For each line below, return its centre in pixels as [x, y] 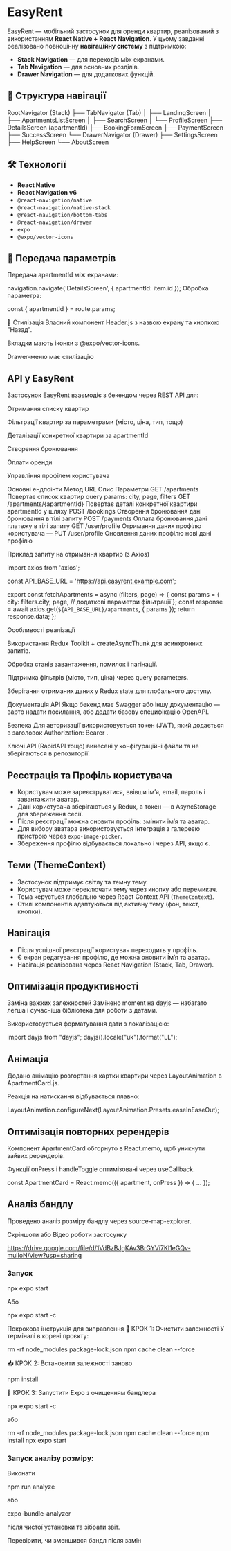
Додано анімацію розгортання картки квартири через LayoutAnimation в [115, 1076]
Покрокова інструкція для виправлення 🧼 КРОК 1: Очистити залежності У [116, 1329]
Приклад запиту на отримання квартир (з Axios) [78, 554]
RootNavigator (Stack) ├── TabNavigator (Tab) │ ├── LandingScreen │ [110, 112]
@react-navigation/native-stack [64, 208]
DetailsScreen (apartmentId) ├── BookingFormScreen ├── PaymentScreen [115, 127]
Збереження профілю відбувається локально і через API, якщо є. [114, 843]
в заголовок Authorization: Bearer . [58, 733]
